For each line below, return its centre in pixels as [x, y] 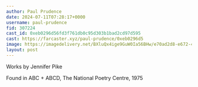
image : [14, 45]
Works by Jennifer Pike [34, 66]
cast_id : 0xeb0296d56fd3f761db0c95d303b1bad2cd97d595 [74, 34]
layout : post [22, 50]
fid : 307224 [21, 28]
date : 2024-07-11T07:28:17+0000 [46, 17]
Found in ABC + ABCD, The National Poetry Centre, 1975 [75, 78]
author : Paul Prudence [34, 11]
